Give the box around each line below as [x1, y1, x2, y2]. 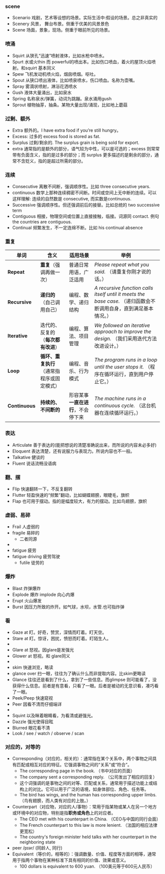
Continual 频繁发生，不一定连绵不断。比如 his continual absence [12, 225, 143, 231]
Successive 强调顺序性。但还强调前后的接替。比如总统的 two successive [12, 202, 160, 208]
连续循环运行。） [104, 410, 141, 417]
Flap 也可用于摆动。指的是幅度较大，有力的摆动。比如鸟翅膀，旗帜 [12, 498, 147, 504]
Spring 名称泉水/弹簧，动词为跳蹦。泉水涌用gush [12, 95, 112, 101]
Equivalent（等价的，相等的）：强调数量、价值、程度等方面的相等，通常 [12, 851, 156, 857]
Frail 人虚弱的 [12, 524, 40, 530]
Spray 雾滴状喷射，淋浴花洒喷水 [12, 83, 78, 89]
